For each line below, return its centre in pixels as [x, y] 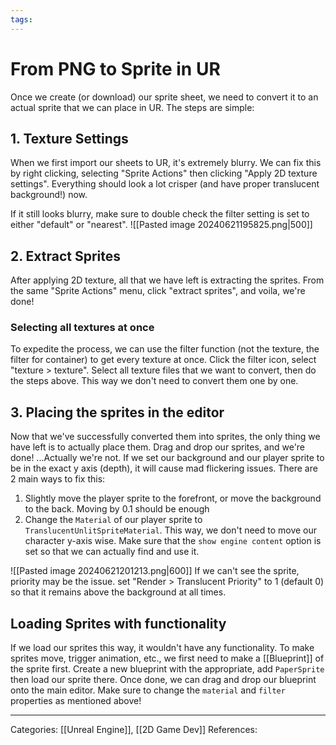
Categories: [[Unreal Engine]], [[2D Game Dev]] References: [134, 730]
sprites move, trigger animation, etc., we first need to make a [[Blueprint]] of [167, 658]
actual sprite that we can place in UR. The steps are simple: [132, 107]
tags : [21, 19]
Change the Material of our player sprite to [113, 520]
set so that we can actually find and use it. [112, 552]
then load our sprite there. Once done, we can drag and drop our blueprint [163, 680]
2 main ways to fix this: [58, 479]
